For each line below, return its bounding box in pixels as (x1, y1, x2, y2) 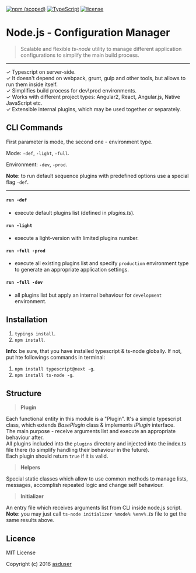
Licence (6, 533, 36, 544)
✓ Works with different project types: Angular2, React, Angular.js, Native (6, 93, 181, 100)
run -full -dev (6, 279, 43, 285)
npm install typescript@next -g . (14, 365, 95, 372)
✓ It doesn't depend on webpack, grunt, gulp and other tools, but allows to (6, 74, 186, 81)
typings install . (14, 330, 56, 337)
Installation (6, 314, 48, 324)
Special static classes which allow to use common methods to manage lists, (6, 475, 188, 482)
